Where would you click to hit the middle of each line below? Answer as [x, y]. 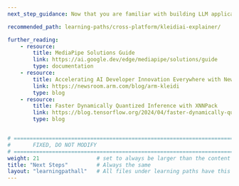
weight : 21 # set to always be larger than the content [119, 158]
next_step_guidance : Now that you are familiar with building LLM [108, 14]
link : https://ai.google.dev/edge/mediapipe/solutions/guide [126, 60]
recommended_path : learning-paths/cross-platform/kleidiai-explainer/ [114, 27]
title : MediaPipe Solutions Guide [84, 53]
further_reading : [33, 40]
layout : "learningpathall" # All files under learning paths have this [119, 172]
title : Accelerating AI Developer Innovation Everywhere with [127, 79]
